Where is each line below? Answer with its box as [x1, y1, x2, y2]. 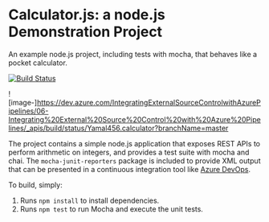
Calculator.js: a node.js [8, 6, 166, 24]
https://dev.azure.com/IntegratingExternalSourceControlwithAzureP [36, 97, 261, 107]
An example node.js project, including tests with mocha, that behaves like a [8, 49, 258, 59]
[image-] [8, 97, 38, 107]
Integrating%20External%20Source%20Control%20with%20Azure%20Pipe [8, 114, 261, 124]
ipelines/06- [8, 106, 49, 116]
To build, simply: [8, 179, 63, 190]
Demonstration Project [8, 23, 163, 41]
